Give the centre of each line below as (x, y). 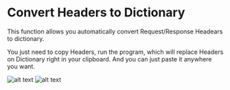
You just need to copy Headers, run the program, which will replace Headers (115, 52)
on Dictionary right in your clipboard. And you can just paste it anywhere (110, 59)
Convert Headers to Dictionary (96, 13)
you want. (21, 66)
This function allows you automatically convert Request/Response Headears (115, 31)
